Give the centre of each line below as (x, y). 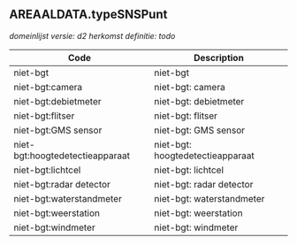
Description (219, 57)
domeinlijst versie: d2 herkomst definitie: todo (92, 35)
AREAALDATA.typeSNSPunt (88, 15)
